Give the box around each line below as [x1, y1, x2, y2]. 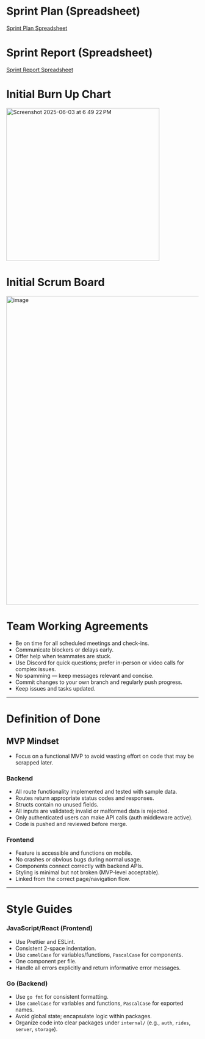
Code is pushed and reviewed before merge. [15, 820, 128, 827]
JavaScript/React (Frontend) [6, 924, 93, 933]
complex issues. [15, 665, 56, 672]
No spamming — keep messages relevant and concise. [15, 672, 154, 679]
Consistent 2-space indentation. [15, 944, 96, 952]
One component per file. [15, 957, 77, 965]
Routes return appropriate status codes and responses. [15, 794, 154, 802]
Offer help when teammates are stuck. [15, 652, 112, 660]
